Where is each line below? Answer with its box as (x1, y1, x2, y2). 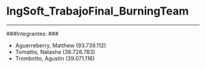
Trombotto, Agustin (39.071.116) (15, 55, 95, 62)
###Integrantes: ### (6, 30, 59, 37)
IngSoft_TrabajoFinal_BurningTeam (6, 4, 189, 18)
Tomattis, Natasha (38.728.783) (15, 48, 96, 55)
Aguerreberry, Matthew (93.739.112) (15, 41, 106, 49)
